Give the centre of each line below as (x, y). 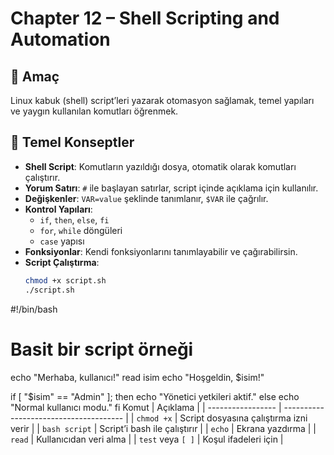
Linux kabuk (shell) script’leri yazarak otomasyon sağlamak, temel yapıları (162, 100)
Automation (60, 39)
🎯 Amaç (35, 76)
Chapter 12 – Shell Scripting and (145, 18)
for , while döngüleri (81, 230)
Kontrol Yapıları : (58, 209)
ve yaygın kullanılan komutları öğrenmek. (94, 111)
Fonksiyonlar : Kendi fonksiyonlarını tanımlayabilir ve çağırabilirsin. (161, 251)
